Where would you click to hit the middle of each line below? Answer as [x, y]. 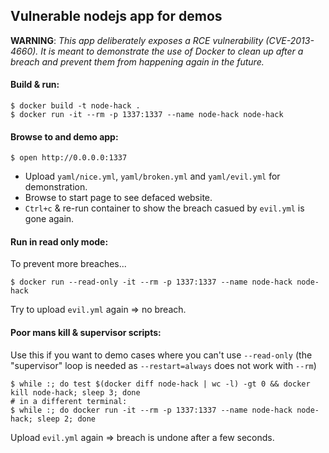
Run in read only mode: [59, 241]
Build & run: [35, 85]
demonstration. [56, 187]
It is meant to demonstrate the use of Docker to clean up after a [172, 51]
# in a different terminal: [69, 401]
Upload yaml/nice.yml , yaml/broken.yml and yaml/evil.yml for [152, 176]
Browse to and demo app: [64, 136]
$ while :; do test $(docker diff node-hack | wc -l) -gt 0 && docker [160, 384]
